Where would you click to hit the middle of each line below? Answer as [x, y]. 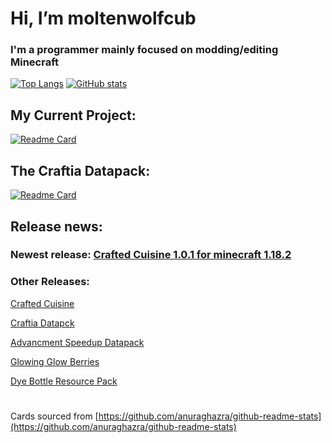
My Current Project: [73, 115]
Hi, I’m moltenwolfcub [103, 18]
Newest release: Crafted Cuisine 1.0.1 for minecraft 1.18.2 [151, 255]
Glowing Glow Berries [55, 361]
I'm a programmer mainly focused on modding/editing [144, 50]
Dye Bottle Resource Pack [64, 381]
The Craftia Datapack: [80, 170]
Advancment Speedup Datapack [77, 342]
